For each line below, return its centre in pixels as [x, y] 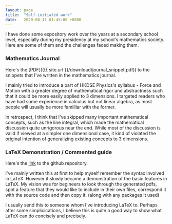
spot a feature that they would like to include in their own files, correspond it [86, 189]
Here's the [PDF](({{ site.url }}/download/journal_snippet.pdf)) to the [78, 69]
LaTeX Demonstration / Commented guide [59, 152]
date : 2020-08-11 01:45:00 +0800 [43, 20]
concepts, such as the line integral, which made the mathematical [75, 122]
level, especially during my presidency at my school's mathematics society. [85, 40]
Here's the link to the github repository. [47, 163]
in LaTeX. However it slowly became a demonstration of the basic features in [86, 178]
